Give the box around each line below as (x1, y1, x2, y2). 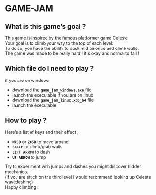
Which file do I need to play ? (5, 65, 94, 73)
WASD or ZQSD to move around (12, 139, 69, 145)
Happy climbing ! (5, 184, 39, 190)
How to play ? (5, 116, 47, 125)
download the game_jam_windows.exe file (12, 87, 92, 93)
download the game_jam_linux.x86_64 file (12, 97, 94, 103)
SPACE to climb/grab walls (12, 144, 62, 149)
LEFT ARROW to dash (12, 149, 50, 155)
